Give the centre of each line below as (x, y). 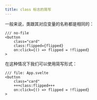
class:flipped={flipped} (39, 46)
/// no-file (17, 33)
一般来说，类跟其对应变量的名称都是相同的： (49, 24)
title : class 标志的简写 (28, 9)
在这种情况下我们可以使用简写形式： (41, 64)
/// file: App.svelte (27, 73)
